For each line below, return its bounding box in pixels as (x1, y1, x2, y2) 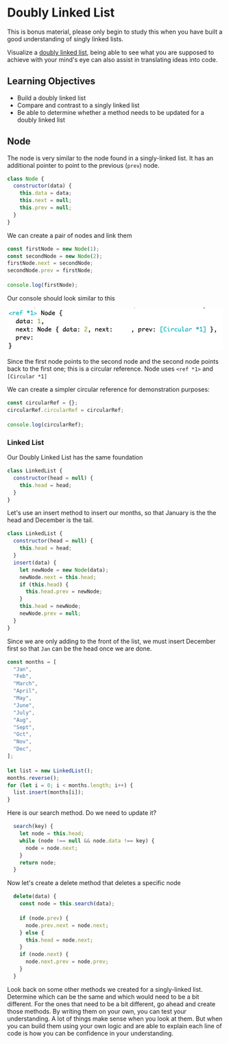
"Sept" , (13, 724, 36, 730)
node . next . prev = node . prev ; (25, 958, 109, 966)
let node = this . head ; (19, 830, 84, 837)
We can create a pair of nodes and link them (7, 231, 132, 239)
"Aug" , (13, 717, 32, 724)
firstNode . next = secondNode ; (7, 260, 94, 267)
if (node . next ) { (19, 951, 69, 958)
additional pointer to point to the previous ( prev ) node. (7, 161, 160, 169)
